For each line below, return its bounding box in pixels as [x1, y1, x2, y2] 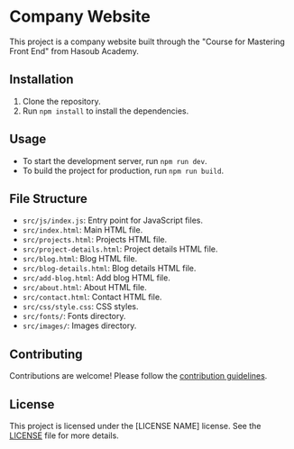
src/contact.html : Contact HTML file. [22, 291, 162, 303]
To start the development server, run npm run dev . [22, 155, 207, 166]
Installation [9, 72, 74, 87]
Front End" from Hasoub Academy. [9, 45, 140, 56]
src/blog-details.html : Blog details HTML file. [22, 263, 197, 274]
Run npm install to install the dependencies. [22, 105, 189, 116]
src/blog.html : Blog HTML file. [22, 253, 138, 264]
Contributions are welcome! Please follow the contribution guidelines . [9, 371, 268, 381]
